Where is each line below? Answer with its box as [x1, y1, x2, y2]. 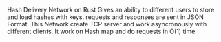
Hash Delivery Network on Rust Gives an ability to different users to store [7, 6, 215, 14]
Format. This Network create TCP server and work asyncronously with [7, 20, 207, 28]
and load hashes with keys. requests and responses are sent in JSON [7, 13, 204, 21]
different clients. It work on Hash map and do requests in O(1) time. [7, 27, 198, 35]
